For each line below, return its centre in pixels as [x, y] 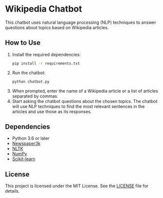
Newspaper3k [26, 144]
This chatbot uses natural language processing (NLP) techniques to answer [81, 22]
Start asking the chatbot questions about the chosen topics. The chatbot [85, 101]
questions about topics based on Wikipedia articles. [57, 27]
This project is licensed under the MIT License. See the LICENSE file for [77, 186]
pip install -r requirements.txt [46, 63]
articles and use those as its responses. [52, 111]
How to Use [23, 43]
